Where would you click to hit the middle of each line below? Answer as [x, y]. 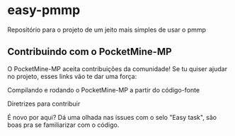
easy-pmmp [44, 10]
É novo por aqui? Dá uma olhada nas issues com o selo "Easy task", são [112, 117]
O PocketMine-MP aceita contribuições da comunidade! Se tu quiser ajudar [117, 68]
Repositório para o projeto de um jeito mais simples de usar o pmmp [107, 30]
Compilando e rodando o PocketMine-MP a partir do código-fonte [104, 89]
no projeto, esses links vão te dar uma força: [72, 76]
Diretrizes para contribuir [44, 104]
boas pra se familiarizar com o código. [63, 125]
